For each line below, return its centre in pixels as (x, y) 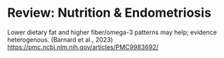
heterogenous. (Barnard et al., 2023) (60, 39)
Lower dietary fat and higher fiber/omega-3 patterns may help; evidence (112, 32)
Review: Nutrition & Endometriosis (110, 13)
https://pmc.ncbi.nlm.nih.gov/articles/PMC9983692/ (83, 47)
